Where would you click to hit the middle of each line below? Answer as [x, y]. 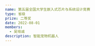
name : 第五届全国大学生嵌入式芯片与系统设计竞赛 [48, 9]
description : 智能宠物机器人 [32, 36]
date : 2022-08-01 [23, 23]
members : [14, 27]
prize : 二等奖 [18, 18]
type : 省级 [15, 14]
